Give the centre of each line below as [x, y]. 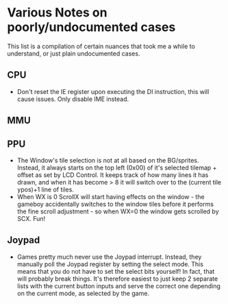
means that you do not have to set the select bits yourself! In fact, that [116, 271]
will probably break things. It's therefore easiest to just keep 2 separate [117, 279]
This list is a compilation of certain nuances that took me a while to [101, 46]
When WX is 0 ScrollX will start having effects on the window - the [111, 196]
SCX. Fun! [31, 218]
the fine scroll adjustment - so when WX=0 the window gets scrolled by [118, 211]
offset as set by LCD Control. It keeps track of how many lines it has [113, 175]
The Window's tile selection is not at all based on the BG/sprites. [108, 160]
